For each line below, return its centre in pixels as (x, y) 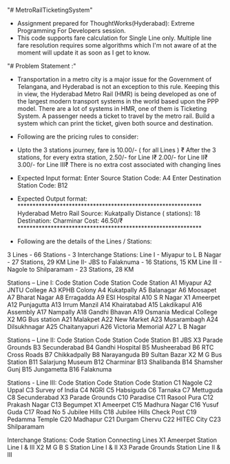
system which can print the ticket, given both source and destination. (115, 123)
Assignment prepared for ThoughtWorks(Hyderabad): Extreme (106, 23)
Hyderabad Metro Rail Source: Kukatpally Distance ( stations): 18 (109, 213)
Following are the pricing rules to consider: (78, 137)
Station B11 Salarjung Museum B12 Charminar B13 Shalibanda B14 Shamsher (115, 362)
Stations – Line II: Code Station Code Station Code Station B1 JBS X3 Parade (115, 340)
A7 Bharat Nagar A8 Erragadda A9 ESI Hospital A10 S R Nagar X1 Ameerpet (114, 297)
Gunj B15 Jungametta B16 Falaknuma (60, 369)
